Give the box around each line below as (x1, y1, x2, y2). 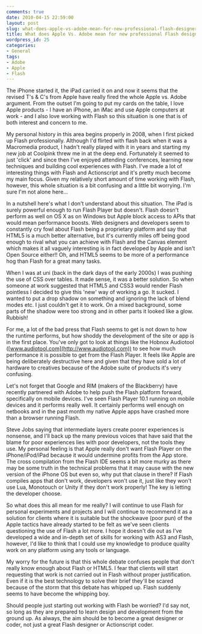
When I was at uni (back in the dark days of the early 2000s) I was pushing (6, 269, 192, 277)
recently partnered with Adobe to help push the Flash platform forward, (6, 389, 183, 396)
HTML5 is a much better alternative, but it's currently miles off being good (6, 232, 190, 239)
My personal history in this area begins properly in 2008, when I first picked (6, 131, 194, 138)
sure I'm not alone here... (6, 188, 68, 196)
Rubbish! (6, 314, 28, 321)
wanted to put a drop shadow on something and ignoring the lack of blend (6, 295, 190, 302)
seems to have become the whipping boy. (6, 590, 110, 597)
